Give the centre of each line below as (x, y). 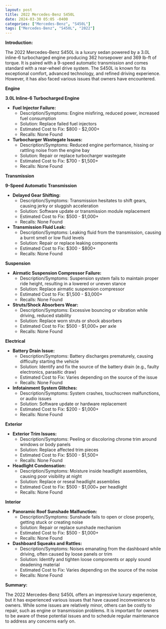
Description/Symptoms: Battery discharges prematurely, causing (86, 356)
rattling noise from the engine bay (55, 150)
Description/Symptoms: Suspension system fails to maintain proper (89, 278)
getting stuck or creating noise (51, 522)
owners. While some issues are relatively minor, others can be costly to (78, 606)
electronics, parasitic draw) (48, 372)
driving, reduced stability (45, 316)
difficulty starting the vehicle (49, 361)
